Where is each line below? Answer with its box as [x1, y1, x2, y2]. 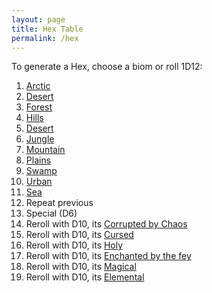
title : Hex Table [11, 24, 84, 34]
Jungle [25, 133, 55, 145]
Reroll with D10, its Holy [25, 239, 124, 251]
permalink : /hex [11, 33, 79, 43]
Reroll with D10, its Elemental [25, 271, 145, 283]
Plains [25, 154, 52, 166]
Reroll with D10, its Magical [25, 261, 137, 273]
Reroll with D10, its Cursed [25, 229, 134, 241]
